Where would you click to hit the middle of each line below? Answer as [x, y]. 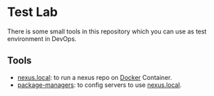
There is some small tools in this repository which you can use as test [107, 31]
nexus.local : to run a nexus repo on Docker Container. [94, 77]
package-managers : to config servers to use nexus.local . [99, 85]
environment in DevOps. [42, 38]
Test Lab [32, 12]
